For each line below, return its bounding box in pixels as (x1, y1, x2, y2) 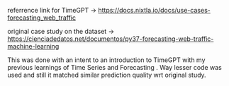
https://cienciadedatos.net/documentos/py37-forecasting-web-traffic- (7, 35, 214, 43)
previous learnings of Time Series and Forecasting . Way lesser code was (7, 63, 222, 71)
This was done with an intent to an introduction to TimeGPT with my (7, 56, 206, 64)
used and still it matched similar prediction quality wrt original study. (7, 70, 207, 79)
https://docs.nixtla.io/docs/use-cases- (98, 6, 211, 14)
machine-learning (7, 42, 60, 50)
